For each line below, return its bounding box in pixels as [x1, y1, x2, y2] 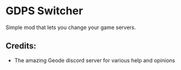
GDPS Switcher [5, 4, 83, 18]
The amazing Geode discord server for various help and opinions [14, 56, 175, 63]
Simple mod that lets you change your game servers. [5, 24, 136, 31]
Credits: [5, 41, 37, 51]
